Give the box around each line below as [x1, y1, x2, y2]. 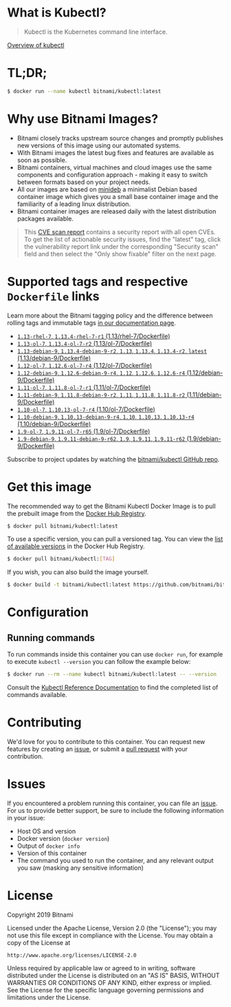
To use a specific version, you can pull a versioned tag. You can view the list [7, 535, 223, 543]
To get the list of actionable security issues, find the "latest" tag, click [23, 235, 221, 243]
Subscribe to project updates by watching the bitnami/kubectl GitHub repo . [7, 455, 220, 463]
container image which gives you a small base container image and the [16, 192, 219, 200]
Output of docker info [16, 842, 80, 850]
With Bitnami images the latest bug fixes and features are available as [16, 148, 214, 156]
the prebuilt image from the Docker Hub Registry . [7, 509, 146, 517]
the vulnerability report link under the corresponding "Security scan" [23, 242, 219, 251]
